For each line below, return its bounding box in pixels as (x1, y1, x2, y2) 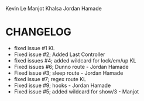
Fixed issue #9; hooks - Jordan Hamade (13, 82, 111, 89)
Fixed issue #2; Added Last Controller (13, 51, 105, 58)
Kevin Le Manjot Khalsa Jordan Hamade (5, 5, 102, 12)
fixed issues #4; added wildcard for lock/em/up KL (13, 57, 136, 64)
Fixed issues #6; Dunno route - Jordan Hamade (13, 63, 129, 70)
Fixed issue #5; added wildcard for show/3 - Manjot (13, 88, 139, 95)
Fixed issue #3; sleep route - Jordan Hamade (13, 69, 124, 76)
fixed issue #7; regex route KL (13, 75, 87, 82)
